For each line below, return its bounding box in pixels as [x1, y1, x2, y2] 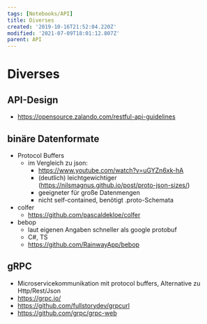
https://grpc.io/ [17, 294, 61, 302]
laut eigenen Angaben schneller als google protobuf [27, 225, 178, 234]
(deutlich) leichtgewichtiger [38, 173, 117, 182]
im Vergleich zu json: [27, 159, 89, 167]
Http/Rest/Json [17, 286, 61, 295]
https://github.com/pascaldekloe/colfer [27, 210, 141, 219]
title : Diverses [7, 17, 54, 24]
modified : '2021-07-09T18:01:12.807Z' [7, 29, 120, 37]
